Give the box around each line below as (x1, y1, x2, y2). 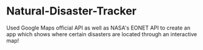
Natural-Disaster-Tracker (6, 4, 137, 18)
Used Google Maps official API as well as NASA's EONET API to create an (6, 24, 191, 31)
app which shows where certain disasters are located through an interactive (6, 30, 197, 37)
